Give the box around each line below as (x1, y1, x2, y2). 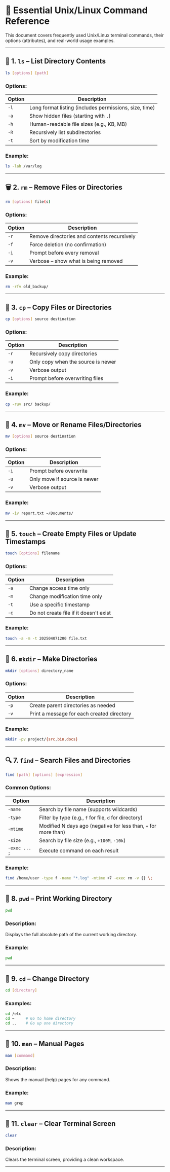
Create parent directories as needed (29, 702, 115, 709)
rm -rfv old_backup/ (5, 284, 49, 290)
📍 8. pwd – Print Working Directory (5, 895, 112, 903)
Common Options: (5, 784, 52, 791)
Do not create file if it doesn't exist (29, 609, 111, 616)
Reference (5, 15, 50, 27)
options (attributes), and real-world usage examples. (5, 38, 115, 44)
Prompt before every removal (29, 250, 99, 257)
